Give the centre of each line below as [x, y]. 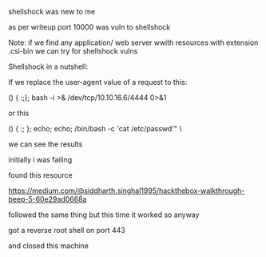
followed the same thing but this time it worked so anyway [104, 215]
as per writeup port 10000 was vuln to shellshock [89, 27]
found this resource [41, 175]
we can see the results [46, 144]
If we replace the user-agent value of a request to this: [98, 82]
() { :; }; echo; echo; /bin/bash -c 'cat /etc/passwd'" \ [95, 128]
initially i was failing [40, 160]
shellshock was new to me [52, 12]
